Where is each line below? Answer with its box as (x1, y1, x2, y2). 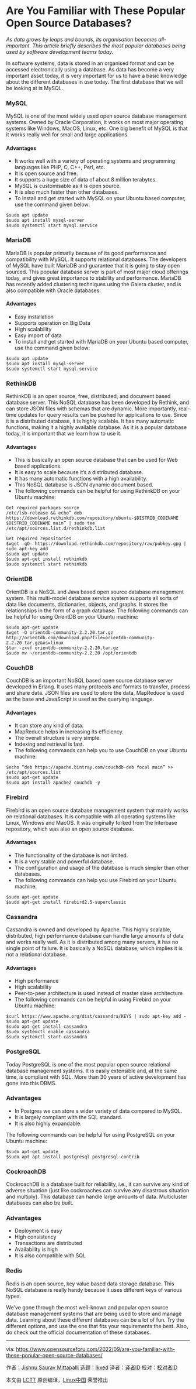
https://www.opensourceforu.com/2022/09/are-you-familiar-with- (16, 1345, 176, 1353)
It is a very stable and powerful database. (14, 858, 114, 865)
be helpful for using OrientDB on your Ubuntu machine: (6, 613, 139, 620)
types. (6, 1292, 22, 1299)
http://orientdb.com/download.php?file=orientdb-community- (6, 635, 156, 640)
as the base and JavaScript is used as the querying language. (6, 695, 155, 703)
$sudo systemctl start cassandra (6, 1034, 87, 1040)
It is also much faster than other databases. (14, 188, 119, 196)
